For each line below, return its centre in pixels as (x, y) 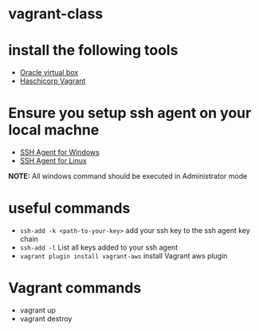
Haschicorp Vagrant (53, 81)
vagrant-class (56, 14)
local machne (54, 130)
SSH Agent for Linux (53, 161)
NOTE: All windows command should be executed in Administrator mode (128, 176)
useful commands (69, 209)
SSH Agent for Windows (59, 152)
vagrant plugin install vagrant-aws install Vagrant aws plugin (124, 256)
